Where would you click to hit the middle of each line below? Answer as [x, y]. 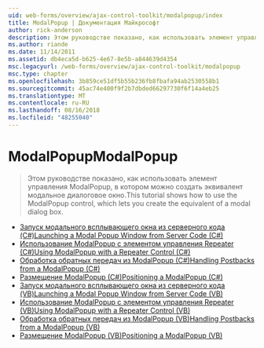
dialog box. [46, 211]
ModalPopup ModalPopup [93, 157]
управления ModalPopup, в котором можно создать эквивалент [135, 186]
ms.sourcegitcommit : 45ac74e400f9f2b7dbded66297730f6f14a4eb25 [114, 88]
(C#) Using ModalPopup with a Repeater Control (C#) [105, 251]
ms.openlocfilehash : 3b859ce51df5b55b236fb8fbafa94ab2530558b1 [114, 81]
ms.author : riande [38, 45]
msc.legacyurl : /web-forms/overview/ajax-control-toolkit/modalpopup [125, 67]
